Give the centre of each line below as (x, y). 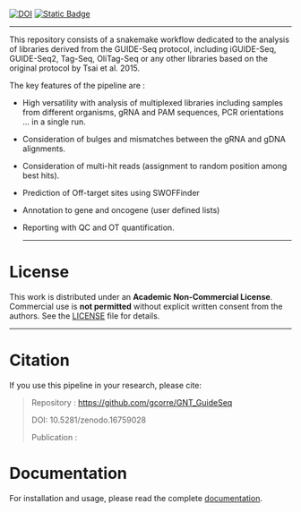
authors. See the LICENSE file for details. (85, 316)
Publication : (54, 437)
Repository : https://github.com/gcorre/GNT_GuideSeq (132, 402)
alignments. (43, 149)
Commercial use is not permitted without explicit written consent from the (146, 306)
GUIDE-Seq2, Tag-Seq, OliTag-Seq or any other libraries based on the (139, 59)
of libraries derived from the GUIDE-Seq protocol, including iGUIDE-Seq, (143, 49)
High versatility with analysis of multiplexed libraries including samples (153, 102)
